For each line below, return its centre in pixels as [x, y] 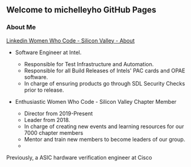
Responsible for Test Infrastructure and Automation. [89, 64]
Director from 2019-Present [58, 113]
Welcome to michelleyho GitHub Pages [81, 10]
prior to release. [44, 90]
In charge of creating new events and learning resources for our [104, 126]
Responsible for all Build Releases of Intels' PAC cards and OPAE [105, 70]
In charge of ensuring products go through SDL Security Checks [105, 83]
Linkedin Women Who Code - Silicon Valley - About [71, 40]
